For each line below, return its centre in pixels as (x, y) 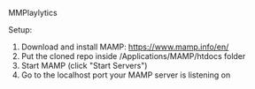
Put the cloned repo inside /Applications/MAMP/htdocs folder (133, 56)
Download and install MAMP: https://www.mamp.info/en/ (125, 47)
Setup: (20, 30)
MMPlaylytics (33, 13)
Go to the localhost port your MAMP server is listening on (126, 75)
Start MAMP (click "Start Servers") (84, 66)
